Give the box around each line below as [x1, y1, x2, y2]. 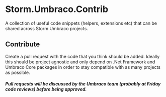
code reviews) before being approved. [5, 86, 87, 92]
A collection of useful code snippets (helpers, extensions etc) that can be [5, 20, 157, 26]
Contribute [5, 40, 40, 49]
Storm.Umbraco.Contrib [5, 4, 109, 15]
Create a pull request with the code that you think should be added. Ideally [5, 53, 160, 59]
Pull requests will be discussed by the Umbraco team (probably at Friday [5, 81, 161, 87]
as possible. [5, 69, 30, 75]
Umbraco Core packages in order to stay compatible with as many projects [5, 64, 161, 70]
